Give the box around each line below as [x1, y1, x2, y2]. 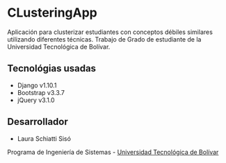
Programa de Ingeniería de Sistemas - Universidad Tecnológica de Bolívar [7, 148, 219, 156]
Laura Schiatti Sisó [17, 134, 72, 143]
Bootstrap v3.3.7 [17, 88, 65, 96]
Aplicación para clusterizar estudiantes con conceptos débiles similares [7, 28, 213, 36]
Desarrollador [7, 116, 68, 128]
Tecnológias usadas [7, 62, 96, 74]
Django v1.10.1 [17, 81, 57, 89]
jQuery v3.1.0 [17, 96, 55, 104]
